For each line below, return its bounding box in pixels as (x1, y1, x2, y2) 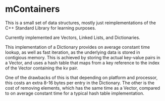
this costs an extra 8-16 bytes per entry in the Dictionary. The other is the (5, 80, 155, 86)
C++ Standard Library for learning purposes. (5, 25, 96, 31)
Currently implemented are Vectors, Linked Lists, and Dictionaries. (5, 34, 140, 40)
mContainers (5, 3, 60, 15)
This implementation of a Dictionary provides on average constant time (5, 44, 150, 50)
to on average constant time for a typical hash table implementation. (5, 90, 145, 96)
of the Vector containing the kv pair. (5, 65, 78, 71)
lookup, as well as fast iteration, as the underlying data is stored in (5, 49, 140, 55)
